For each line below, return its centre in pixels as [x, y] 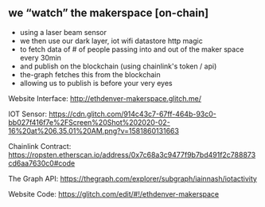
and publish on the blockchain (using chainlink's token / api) [118, 66]
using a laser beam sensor [63, 32]
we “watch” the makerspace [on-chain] [109, 13]
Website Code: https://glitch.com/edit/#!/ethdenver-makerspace [114, 193]
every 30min [41, 57]
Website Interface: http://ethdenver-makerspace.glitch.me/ [105, 98]
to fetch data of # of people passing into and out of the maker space [132, 49]
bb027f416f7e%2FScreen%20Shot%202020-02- [90, 122]
